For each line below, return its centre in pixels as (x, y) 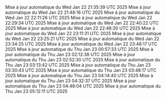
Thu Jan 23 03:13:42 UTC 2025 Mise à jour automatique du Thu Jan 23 (78, 65)
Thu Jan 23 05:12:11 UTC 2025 (36, 91)
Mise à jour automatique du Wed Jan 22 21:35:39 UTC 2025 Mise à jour (78, 7)
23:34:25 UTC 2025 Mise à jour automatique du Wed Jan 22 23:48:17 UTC (81, 44)
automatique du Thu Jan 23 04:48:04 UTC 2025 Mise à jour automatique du (83, 86)
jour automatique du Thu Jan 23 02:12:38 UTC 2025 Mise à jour (70, 54)
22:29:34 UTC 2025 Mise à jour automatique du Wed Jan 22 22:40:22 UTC (82, 23)
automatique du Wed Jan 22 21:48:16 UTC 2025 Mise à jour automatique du (83, 12)
